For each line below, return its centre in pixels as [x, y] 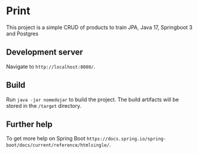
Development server [45, 52]
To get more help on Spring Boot [46, 139]
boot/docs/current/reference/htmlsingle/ [58, 145]
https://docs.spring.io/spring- [126, 139]
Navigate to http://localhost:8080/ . [51, 66]
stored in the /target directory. [44, 105]
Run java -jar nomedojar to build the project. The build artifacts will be [92, 100]
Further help [30, 124]
